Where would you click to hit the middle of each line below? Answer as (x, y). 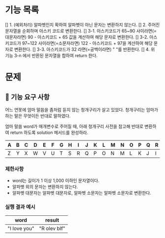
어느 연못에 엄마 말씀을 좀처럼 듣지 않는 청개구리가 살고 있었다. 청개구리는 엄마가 (82, 109)
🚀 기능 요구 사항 (27, 97)
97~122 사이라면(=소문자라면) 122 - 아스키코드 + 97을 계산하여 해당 (87, 43)
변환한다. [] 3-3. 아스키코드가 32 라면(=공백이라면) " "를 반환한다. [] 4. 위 (84, 49)
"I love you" (21, 228)
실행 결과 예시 (20, 207)
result (52, 220)
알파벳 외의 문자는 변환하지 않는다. (45, 187)
